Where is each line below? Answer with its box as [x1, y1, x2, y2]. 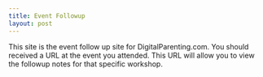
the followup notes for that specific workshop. [8, 58, 163, 69]
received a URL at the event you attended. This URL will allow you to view [8, 50, 255, 60]
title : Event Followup [8, 11, 85, 20]
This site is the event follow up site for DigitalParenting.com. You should [8, 41, 249, 51]
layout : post [8, 19, 53, 28]
